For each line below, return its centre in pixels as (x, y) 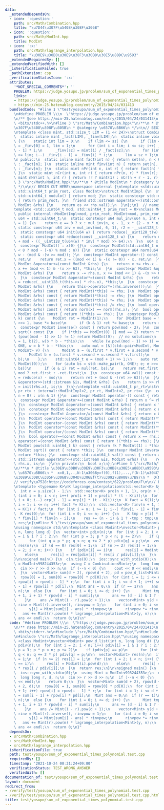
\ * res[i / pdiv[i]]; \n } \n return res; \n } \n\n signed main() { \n (85, 668)
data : (10, 10)
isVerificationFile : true (36, 750)
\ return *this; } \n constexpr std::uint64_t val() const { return (85, 455)
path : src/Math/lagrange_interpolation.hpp (59, 50)
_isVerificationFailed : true (39, 69)
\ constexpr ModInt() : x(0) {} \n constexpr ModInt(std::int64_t (84, 246)
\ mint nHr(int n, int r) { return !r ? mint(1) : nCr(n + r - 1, (83, 178)
